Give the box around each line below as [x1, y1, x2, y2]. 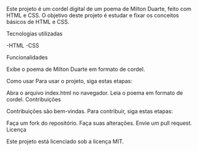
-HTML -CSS [6, 42, 40, 49]
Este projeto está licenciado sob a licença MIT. [6, 138, 124, 145]
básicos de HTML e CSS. [6, 18, 70, 25]
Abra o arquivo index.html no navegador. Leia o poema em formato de [6, 89, 183, 97]
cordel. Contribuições [6, 96, 61, 103]
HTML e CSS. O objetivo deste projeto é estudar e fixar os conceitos [6, 12, 179, 19]
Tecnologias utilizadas [6, 30, 63, 37]
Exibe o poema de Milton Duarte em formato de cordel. [6, 65, 145, 73]
